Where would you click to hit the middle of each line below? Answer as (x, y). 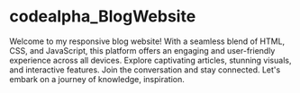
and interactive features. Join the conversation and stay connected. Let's (145, 70)
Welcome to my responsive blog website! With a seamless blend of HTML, (147, 41)
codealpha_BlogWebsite (103, 17)
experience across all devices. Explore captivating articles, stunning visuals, (150, 60)
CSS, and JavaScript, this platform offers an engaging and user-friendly (142, 50)
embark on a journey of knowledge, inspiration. (97, 79)
